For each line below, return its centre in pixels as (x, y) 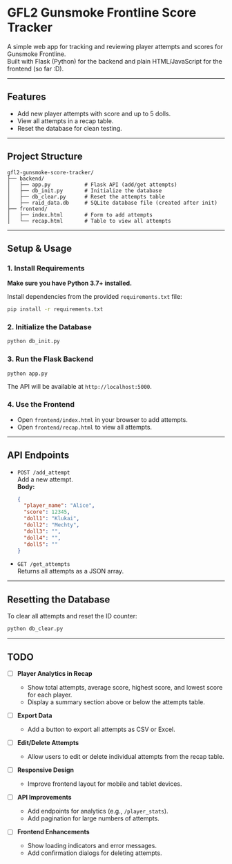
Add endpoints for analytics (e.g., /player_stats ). (98, 811)
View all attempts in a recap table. (65, 121)
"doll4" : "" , (42, 537)
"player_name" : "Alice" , (59, 506)
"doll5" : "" (41, 544)
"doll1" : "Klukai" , (52, 519)
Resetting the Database (59, 599)
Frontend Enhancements (53, 832)
